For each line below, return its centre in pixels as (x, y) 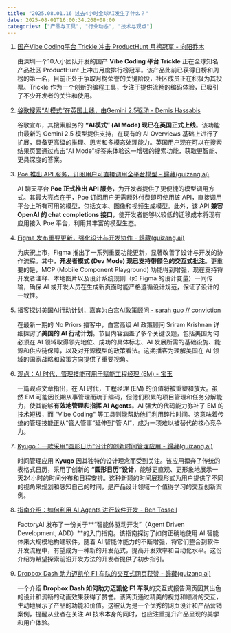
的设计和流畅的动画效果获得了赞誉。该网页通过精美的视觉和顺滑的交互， (119, 597)
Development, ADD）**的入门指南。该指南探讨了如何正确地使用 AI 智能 (118, 533)
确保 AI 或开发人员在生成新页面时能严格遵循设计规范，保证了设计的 (124, 287)
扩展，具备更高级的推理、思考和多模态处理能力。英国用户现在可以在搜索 (119, 143)
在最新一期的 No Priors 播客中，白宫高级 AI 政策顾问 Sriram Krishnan (114, 325)
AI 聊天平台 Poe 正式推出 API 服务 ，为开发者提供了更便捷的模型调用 (113, 189)
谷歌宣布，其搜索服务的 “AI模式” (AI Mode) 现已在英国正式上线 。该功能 (118, 125)
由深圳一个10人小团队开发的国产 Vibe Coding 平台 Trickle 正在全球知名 (118, 61)
